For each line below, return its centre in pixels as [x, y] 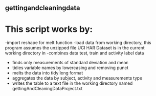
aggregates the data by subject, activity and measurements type [77, 78]
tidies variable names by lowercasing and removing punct [70, 68]
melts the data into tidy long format [47, 73]
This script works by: [49, 29]
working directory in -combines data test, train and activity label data [75, 53]
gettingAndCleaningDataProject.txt [47, 89]
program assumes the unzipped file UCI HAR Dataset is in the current [75, 48]
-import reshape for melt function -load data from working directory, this [78, 43]
